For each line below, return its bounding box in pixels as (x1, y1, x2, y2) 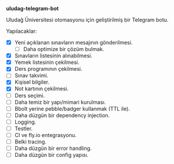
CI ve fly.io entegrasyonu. (14, 131, 77, 138)
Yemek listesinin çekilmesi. (14, 59, 80, 66)
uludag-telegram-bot (6, 5, 59, 12)
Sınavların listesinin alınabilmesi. (14, 52, 93, 59)
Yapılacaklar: (6, 28, 37, 35)
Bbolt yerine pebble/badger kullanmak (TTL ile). (14, 105, 131, 112)
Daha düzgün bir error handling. (14, 145, 92, 152)
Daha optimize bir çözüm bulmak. (23, 46, 104, 53)
